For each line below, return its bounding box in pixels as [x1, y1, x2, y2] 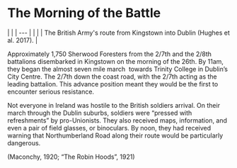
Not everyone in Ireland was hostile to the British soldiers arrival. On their [7, 101, 221, 109]
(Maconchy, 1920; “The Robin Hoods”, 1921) [7, 152, 136, 161]
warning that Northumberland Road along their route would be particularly [7, 131, 224, 140]
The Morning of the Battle [7, 5, 161, 21]
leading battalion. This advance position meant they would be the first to [7, 79, 219, 88]
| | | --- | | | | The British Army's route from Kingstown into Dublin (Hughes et [7, 28, 230, 37]
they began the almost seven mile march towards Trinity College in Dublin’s [7, 65, 229, 73]
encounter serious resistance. [7, 87, 94, 96]
